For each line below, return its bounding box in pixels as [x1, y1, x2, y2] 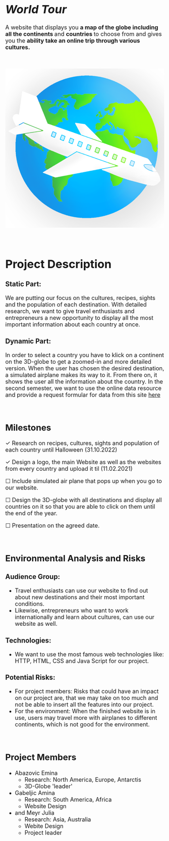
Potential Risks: [5, 673, 55, 682]
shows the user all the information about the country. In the [5, 378, 163, 385]
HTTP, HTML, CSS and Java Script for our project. [15, 657, 149, 665]
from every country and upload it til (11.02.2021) [5, 465, 133, 473]
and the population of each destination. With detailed [5, 301, 147, 309]
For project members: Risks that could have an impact [15, 688, 159, 695]
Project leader [24, 829, 62, 836]
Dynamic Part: [5, 337, 51, 345]
